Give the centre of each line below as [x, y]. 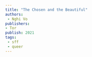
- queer [15, 47]
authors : [14, 14]
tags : [11, 38]
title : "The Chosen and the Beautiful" [46, 10]
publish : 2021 [20, 33]
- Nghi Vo [17, 19]
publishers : [17, 24]
